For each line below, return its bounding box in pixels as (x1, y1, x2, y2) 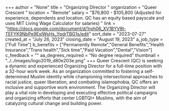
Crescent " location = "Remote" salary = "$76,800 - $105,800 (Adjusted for (5, 10, 161, 16)
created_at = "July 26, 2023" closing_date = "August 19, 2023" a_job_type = (5, 36, 163, 42)
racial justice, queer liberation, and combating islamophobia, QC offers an (5, 79, 158, 85)
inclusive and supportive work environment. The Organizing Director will (5, 84, 155, 90)
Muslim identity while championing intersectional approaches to (30, 74, 163, 79)
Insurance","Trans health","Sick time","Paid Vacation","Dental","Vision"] (5, 47, 152, 53)
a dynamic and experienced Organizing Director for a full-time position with (5, 63, 162, 69)
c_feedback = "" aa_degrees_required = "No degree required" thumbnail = (5, 52, 160, 58)
